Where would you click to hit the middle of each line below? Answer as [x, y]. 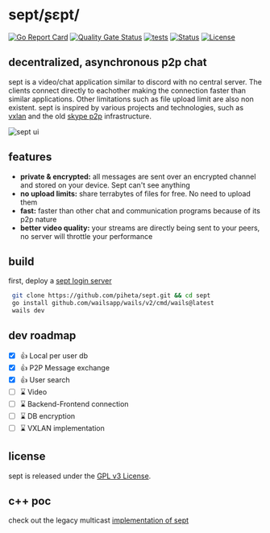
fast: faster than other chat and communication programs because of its [140, 210]
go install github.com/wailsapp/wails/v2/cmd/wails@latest [113, 304]
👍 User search [45, 379]
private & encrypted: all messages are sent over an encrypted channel [138, 176]
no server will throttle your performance [86, 236]
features [30, 157]
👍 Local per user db [54, 355]
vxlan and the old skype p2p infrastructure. [80, 116]
